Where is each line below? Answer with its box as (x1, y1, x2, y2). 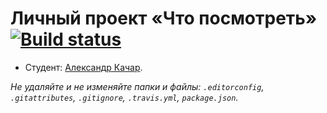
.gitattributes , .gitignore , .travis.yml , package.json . (10, 91, 239, 103)
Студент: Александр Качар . (24, 61, 143, 73)
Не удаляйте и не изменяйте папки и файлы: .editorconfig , (10, 80, 265, 92)
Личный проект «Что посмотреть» (10, 7, 318, 30)
